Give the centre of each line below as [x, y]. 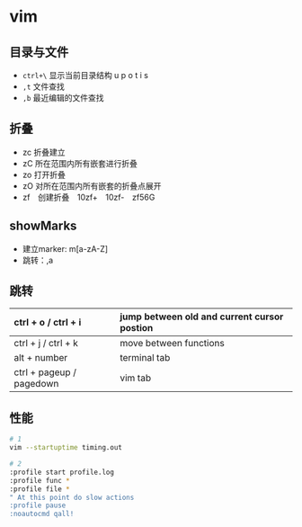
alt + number [41, 358]
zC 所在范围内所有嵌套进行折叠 [80, 163]
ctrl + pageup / [45, 372]
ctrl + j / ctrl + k [46, 344]
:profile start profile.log [62, 472]
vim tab [135, 378]
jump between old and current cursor [202, 317]
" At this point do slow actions [72, 497]
